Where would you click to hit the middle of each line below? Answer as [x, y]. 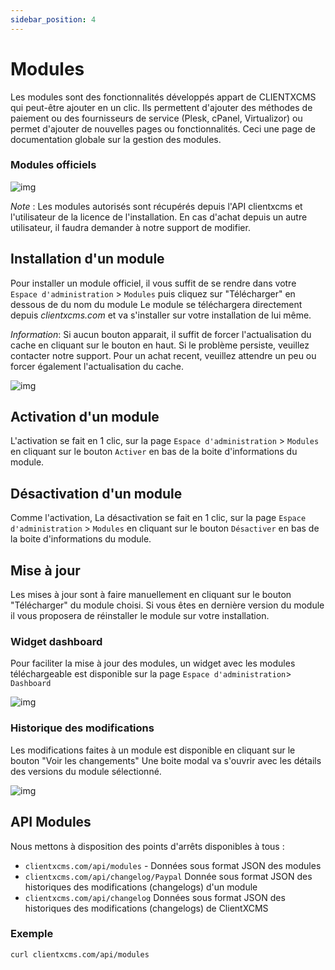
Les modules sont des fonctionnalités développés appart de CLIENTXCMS [163, 97]
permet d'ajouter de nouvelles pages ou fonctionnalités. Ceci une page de [163, 128]
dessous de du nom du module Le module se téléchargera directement [156, 304]
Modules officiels [53, 165]
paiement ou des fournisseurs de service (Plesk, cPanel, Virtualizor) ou [156, 118]
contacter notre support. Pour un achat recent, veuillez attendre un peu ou [163, 355]
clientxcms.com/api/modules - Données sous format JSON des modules [173, 865]
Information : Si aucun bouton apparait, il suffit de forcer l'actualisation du [161, 334]
